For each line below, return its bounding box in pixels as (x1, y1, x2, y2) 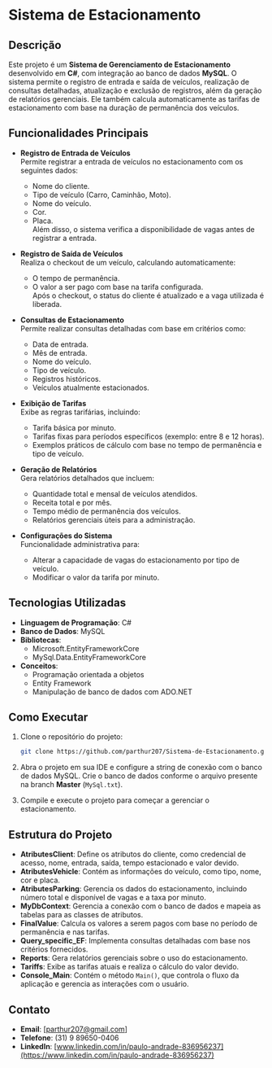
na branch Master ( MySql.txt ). (19, 780, 123, 790)
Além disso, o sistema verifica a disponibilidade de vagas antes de (32, 224, 255, 234)
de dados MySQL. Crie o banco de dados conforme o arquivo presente (19, 771, 258, 781)
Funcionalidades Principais (8, 126, 149, 140)
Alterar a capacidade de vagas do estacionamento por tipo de (32, 555, 240, 565)
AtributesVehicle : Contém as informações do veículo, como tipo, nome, (19, 867, 261, 877)
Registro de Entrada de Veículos (19, 148, 132, 158)
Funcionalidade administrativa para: (19, 539, 140, 549)
